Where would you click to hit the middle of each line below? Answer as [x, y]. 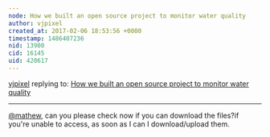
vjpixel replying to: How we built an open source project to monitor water [129, 83]
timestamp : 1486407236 [46, 38]
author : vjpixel [35, 23]
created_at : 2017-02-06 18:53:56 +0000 [75, 31]
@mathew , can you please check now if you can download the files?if [124, 115]
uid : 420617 [28, 61]
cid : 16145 [27, 53]
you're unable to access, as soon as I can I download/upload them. [119, 124]
